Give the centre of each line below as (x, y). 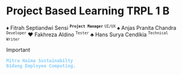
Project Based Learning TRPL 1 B (88, 11)
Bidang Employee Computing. (41, 66)
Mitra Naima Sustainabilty (40, 61)
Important (18, 50)
